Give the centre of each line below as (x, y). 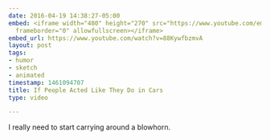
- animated (27, 75)
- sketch (23, 68)
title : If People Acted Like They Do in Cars (86, 90)
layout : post (30, 46)
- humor (21, 61)
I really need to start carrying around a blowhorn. (90, 127)
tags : (17, 53)
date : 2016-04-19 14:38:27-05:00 (64, 16)
